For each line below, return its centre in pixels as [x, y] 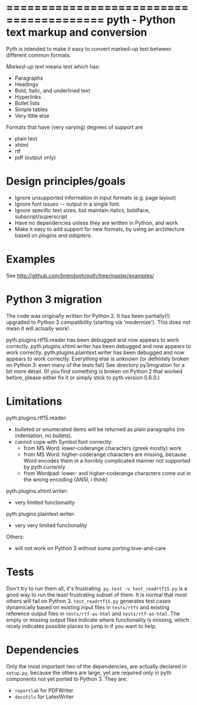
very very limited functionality [51, 525]
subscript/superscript [41, 216]
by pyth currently [45, 467]
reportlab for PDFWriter [44, 690]
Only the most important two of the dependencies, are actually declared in [96, 666]
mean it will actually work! [38, 328]
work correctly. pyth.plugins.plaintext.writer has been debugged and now [95, 352]
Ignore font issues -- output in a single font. [68, 204]
